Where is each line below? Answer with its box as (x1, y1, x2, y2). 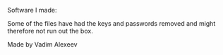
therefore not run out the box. (7, 27, 93, 35)
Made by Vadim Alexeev (7, 40, 78, 48)
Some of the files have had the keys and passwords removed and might (7, 19, 216, 27)
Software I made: (7, 6, 57, 14)
